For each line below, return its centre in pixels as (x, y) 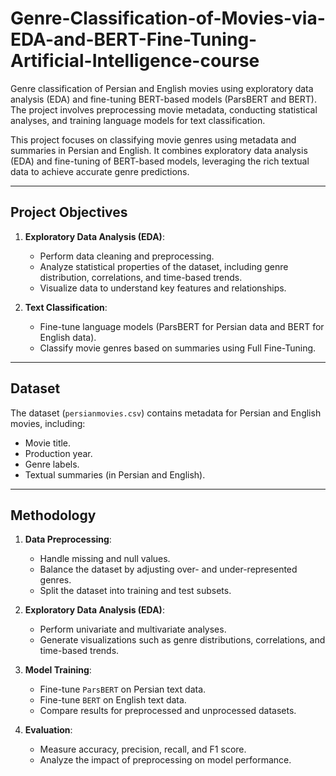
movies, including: (48, 423)
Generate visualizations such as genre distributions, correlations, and (182, 640)
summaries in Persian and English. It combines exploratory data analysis (159, 150)
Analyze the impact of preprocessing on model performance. (165, 760)
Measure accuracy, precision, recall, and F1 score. (143, 749)
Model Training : (58, 670)
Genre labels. (52, 464)
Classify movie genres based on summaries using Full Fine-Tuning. (178, 348)
